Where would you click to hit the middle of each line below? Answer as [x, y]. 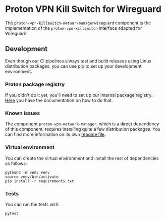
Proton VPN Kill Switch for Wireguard [83, 9]
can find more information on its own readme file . [55, 134]
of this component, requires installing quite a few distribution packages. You [83, 129]
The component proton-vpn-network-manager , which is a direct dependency [82, 124]
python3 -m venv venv [28, 172]
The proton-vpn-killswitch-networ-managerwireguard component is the [78, 23]
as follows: [16, 163]
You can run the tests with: [32, 204]
